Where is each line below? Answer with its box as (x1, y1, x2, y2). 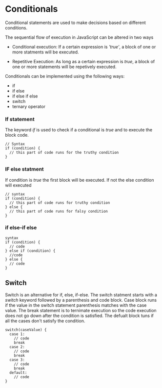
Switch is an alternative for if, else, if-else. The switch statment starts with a (5, 291, 158, 297)
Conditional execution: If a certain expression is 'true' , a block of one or (12, 44, 156, 49)
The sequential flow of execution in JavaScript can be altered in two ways (5, 34, 154, 40)
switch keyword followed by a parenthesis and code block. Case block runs (5, 297, 157, 303)
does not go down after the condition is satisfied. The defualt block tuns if (5, 313, 154, 318)
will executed (5, 182, 32, 188)
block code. (5, 132, 29, 138)
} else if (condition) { (5, 248, 56, 253)
